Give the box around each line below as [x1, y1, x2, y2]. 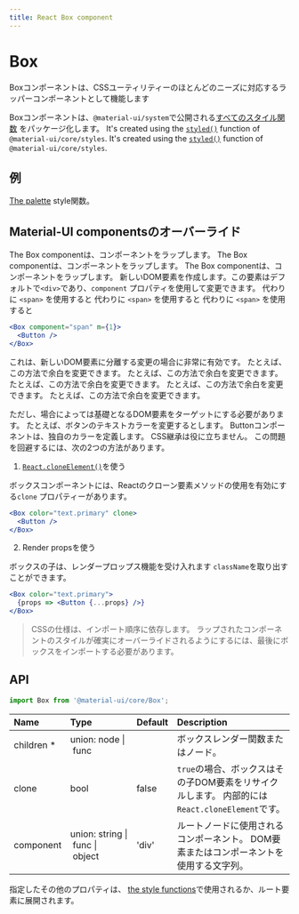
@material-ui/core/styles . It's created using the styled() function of [9, 132, 264, 143]
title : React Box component [9, 12, 114, 22]
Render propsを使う [21, 542, 96, 553]
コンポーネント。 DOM [176, 832, 272, 845]
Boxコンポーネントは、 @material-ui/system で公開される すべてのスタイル [9, 112, 278, 123]
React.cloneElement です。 [176, 802, 286, 814]
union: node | [69, 733, 125, 745]
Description [176, 716, 228, 728]
